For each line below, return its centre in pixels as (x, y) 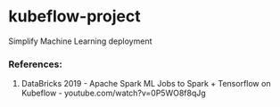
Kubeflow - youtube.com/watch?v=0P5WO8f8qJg (113, 93)
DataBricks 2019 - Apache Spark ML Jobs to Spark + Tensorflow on (146, 84)
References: (36, 64)
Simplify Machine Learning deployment (80, 41)
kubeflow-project (74, 16)
